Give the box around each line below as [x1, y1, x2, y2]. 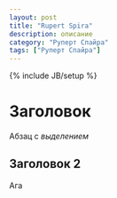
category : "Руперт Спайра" [9, 37, 109, 47]
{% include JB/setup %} [9, 70, 97, 81]
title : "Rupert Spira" [9, 21, 93, 30]
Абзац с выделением [9, 131, 90, 142]
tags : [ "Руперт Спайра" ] [9, 46, 101, 55]
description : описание [9, 29, 93, 38]
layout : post [9, 12, 58, 22]
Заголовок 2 [9, 156, 82, 171]
